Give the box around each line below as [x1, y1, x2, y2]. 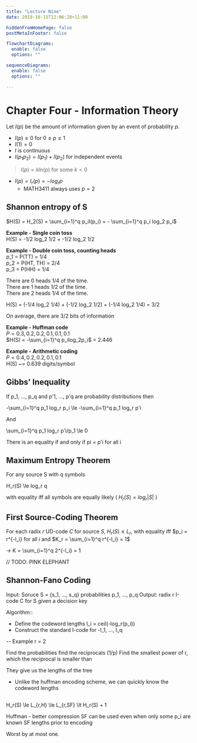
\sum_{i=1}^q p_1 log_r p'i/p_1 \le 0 [6, 427, 88, 434]
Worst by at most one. [6, 731, 60, 738]
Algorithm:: [6, 608, 34, 615]
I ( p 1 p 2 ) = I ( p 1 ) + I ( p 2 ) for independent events [14, 154, 122, 162]
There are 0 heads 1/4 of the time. [6, 277, 89, 284]
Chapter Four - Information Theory [6, 104, 179, 117]
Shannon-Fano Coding [6, 575, 91, 585]
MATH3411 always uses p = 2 [23, 185, 95, 192]
